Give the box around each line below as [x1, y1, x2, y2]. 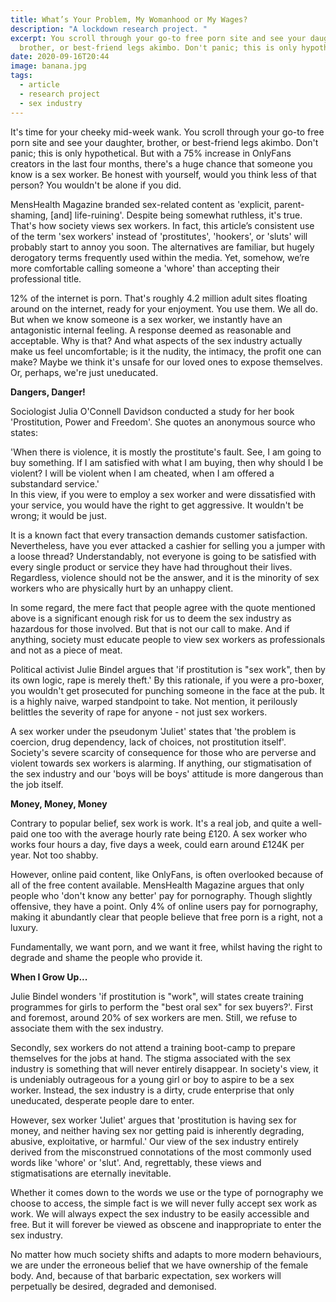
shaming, [10, 209, 49, 221]
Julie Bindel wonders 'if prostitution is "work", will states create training [10, 990, 304, 1002]
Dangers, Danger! [10, 386, 86, 398]
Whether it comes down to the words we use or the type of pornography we [10, 1186, 324, 1198]
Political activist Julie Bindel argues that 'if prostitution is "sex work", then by [10, 663, 326, 675]
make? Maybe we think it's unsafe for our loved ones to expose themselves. [10, 356, 323, 368]
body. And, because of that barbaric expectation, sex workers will [10, 1269, 282, 1281]
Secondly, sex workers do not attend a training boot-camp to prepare [10, 1041, 296, 1053]
